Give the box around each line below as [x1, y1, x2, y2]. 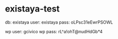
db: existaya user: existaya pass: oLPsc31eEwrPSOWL [5, 19, 113, 25]
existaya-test [5, 3, 60, 14]
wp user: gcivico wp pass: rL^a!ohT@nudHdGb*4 [5, 28, 103, 34]
